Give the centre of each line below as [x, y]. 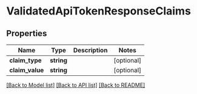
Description [90, 50]
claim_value [27, 70]
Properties [27, 33]
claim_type [26, 60]
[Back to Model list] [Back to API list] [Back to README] [76, 85]
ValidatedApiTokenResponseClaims [98, 11]
